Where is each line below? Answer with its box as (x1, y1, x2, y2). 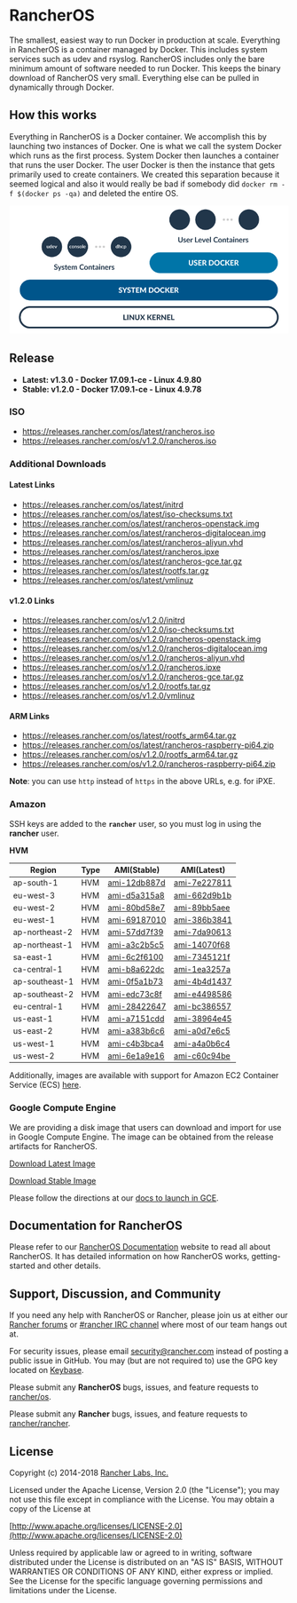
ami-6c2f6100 (107, 951, 164, 962)
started (9, 1260, 35, 1271)
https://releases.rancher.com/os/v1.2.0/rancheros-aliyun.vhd (21, 653, 246, 663)
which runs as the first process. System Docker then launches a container (9, 150, 279, 161)
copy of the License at (9, 1504, 91, 1514)
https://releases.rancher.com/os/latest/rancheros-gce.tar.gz (21, 556, 242, 567)
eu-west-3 (12, 890, 56, 901)
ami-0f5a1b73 (107, 976, 164, 987)
